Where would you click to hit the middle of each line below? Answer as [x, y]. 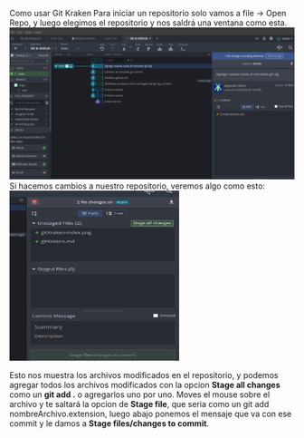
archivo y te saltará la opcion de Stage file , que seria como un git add [139, 404]
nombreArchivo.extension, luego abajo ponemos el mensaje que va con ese [151, 414]
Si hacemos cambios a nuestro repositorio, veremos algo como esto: [137, 186]
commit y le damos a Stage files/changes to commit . [109, 423]
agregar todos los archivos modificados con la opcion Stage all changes [145, 384]
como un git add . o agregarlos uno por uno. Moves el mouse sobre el [140, 394]
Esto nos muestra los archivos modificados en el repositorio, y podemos [144, 375]
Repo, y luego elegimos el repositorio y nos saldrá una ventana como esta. [148, 23]
